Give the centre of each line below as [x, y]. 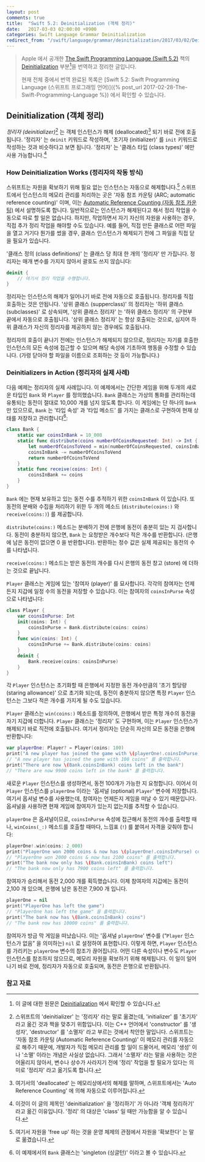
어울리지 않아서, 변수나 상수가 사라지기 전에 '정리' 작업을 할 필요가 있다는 [101, 1062]
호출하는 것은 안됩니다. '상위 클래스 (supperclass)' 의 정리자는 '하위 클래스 [95, 304]
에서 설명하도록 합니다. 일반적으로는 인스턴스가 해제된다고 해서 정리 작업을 [103, 210]
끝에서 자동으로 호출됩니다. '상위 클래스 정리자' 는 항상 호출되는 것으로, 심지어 [98, 320]
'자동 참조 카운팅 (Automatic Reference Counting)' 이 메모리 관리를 [96, 1039]
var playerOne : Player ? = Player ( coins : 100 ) [65, 748]
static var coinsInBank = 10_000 [60, 435]
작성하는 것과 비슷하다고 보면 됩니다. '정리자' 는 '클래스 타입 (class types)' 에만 [100, 147]
